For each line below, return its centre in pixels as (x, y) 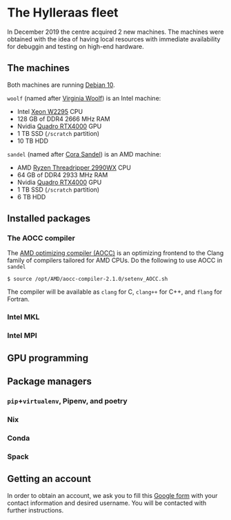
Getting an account (49, 479)
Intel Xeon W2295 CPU (50, 111)
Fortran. (18, 299)
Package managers (49, 382)
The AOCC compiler (41, 238)
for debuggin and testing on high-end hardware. (76, 46)
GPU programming (48, 358)
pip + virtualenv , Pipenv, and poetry (67, 401)
